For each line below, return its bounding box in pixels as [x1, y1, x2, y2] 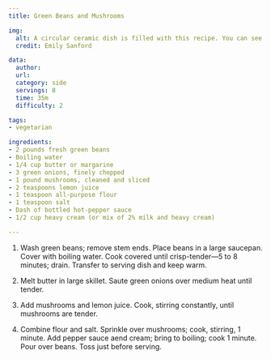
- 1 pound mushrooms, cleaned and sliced [8, 176, 150, 184]
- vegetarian [8, 123, 53, 132]
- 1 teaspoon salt [8, 199, 70, 207]
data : [8, 56, 27, 65]
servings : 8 [15, 86, 57, 94]
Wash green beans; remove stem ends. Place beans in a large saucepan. [19, 242, 263, 252]
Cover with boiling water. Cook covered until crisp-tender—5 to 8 [19, 251, 238, 261]
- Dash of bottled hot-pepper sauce [8, 206, 132, 215]
